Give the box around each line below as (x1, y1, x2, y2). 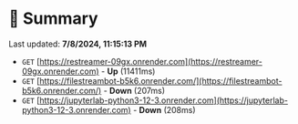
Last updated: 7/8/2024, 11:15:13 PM (8, 38, 148, 49)
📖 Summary (8, 8, 98, 29)
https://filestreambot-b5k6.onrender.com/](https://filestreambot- (39, 75, 283, 86)
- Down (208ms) (132, 104, 197, 115)
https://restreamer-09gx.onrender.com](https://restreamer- (39, 56, 263, 67)
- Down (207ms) (103, 85, 166, 96)
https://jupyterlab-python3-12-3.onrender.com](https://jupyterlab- (39, 95, 289, 106)
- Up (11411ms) (100, 66, 156, 77)
